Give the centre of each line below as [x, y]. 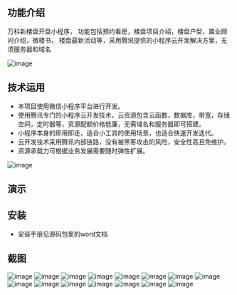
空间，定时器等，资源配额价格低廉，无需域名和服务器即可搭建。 [111, 124]
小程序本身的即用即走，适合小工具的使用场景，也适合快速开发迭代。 [117, 133]
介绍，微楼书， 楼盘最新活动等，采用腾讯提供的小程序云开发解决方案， [117, 40]
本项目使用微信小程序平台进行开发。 [71, 106]
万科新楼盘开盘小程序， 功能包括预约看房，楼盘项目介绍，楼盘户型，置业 [114, 31]
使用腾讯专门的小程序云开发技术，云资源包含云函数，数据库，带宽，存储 [123, 115]
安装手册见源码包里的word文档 [63, 234]
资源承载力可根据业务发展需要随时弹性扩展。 [83, 150]
